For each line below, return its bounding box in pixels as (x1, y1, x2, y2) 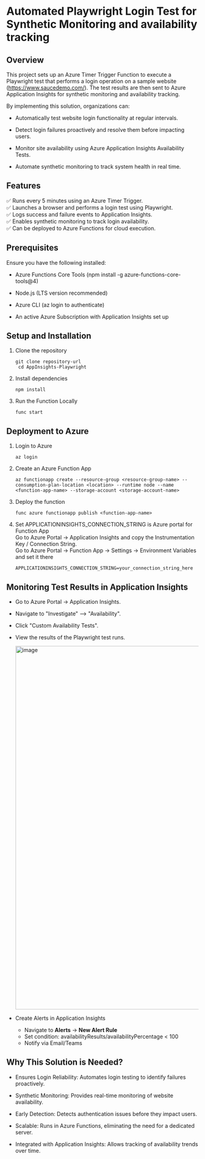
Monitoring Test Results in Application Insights (6, 582, 189, 592)
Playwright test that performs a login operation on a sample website (6, 78, 177, 85)
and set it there (15, 553, 54, 561)
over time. (15, 1147, 41, 1154)
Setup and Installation (6, 331, 92, 341)
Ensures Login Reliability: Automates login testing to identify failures (15, 1073, 186, 1081)
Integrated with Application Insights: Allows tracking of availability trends (15, 1140, 198, 1147)
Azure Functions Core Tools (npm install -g (15, 271, 123, 278)
